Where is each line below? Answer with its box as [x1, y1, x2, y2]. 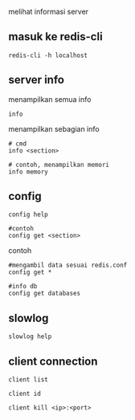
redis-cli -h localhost [8, 51, 88, 59]
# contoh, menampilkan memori [8, 161, 110, 169]
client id [8, 389, 42, 398]
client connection [8, 354, 98, 368]
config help [8, 210, 48, 219]
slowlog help [8, 332, 52, 340]
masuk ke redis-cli [8, 30, 103, 43]
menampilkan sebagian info [8, 124, 100, 133]
